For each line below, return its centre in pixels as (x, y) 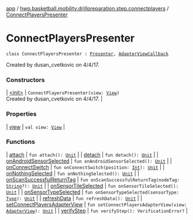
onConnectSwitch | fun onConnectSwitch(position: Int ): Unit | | (85, 167)
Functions (20, 142)
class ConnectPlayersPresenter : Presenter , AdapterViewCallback (87, 54)
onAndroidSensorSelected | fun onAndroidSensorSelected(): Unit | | (89, 161)
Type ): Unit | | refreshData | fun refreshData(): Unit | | (74, 198)
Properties (21, 114)
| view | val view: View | (36, 127)
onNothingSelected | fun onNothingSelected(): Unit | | (73, 173)
